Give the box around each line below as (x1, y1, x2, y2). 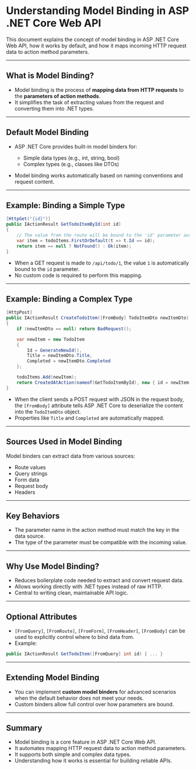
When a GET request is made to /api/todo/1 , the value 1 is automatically (14, 259, 190, 266)
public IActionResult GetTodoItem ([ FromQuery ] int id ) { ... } (6, 651, 163, 656)
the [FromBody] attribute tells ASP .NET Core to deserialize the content (14, 402, 183, 409)
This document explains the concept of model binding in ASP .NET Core (6, 36, 179, 43)
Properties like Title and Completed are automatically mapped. (14, 414, 164, 421)
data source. (14, 532, 45, 539)
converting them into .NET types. (14, 105, 94, 112)
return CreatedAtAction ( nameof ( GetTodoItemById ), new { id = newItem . (16, 379, 192, 386)
